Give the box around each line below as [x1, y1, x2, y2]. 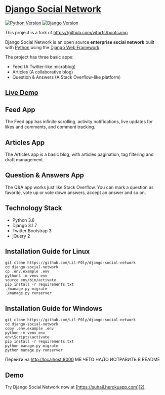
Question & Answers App [5, 171, 84, 180]
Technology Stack [5, 204, 62, 212]
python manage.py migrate [5, 343, 58, 348]
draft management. [5, 156, 44, 162]
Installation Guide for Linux [5, 247, 90, 256]
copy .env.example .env [5, 326, 54, 331]
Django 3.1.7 [12, 222, 37, 228]
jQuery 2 [12, 233, 31, 239]
